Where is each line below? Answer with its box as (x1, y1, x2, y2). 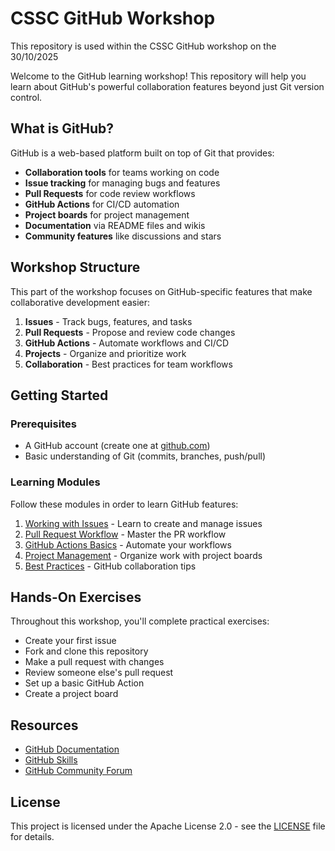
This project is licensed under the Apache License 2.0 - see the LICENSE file (10, 820, 326, 832)
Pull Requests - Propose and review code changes (24, 326, 236, 338)
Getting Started (10, 387, 109, 404)
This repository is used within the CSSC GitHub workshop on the (10, 40, 277, 52)
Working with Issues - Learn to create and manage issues (24, 517, 263, 529)
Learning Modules (10, 475, 101, 489)
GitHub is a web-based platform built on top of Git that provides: (10, 147, 275, 159)
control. (10, 91, 43, 103)
